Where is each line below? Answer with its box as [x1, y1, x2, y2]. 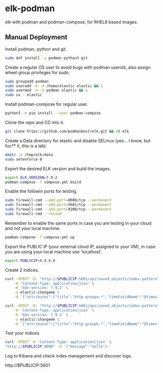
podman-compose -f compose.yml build [5, 180, 81, 185]
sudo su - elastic [5, 93, 42, 97]
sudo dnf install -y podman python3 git [5, 56, 88, 60]
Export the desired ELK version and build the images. [5, 166, 111, 171]
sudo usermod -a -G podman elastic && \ [5, 88, 88, 93]
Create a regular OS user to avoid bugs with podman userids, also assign [5, 64, 151, 70]
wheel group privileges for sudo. [5, 69, 70, 75]
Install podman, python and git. [5, 46, 67, 52]
